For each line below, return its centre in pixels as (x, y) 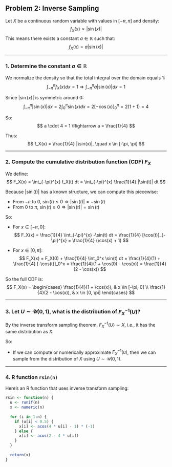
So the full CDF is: (24, 279)
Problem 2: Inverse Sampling (52, 8)
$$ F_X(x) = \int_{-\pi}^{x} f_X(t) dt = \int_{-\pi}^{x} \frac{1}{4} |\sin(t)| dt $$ (86, 182)
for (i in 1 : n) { (28, 417)
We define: (17, 174)
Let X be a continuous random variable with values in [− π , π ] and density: (82, 20)
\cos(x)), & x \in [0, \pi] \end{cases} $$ (94, 293)
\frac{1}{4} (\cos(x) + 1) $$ (101, 241)
